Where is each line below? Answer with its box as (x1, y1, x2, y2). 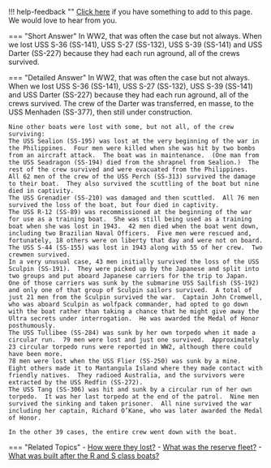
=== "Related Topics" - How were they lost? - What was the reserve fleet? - (8, 442, 262, 452)
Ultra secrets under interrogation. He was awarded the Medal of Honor (8, 315, 260, 323)
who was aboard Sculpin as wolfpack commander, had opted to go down (8, 300, 249, 308)
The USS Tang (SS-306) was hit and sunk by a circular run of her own (8, 385, 252, 393)
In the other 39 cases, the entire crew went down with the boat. (8, 428, 238, 436)
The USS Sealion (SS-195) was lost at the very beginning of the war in (8, 137, 260, 145)
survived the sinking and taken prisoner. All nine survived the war (8, 400, 252, 408)
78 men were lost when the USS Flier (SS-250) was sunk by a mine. (8, 357, 242, 365)
